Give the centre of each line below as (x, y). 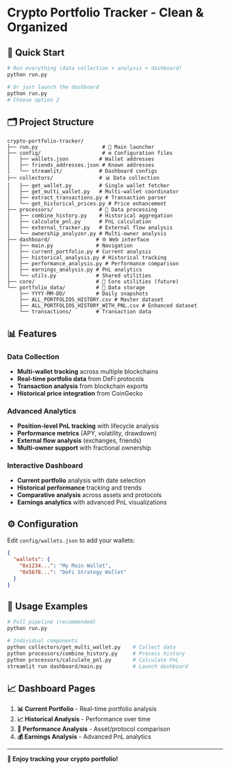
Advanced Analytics (42, 411)
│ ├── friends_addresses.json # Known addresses (81, 165)
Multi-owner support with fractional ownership (84, 448)
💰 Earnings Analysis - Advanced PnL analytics (84, 737)
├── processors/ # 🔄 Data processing (82, 210)
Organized (38, 27)
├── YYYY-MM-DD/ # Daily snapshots (84, 294)
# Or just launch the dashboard (53, 87)
